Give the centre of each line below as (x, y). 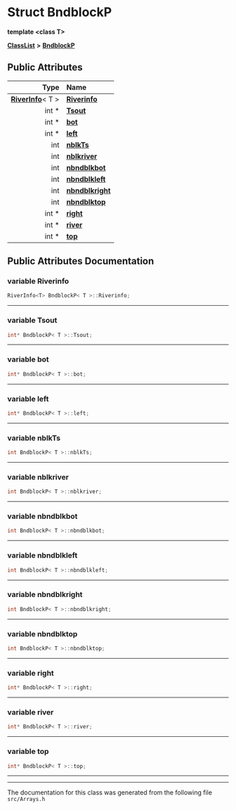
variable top (28, 752)
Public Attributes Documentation (81, 261)
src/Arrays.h (26, 799)
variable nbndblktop (42, 634)
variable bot (28, 359)
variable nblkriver (38, 477)
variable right (31, 673)
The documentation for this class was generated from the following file (110, 792)
